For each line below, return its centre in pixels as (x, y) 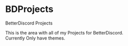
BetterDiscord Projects (29, 23)
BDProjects (29, 9)
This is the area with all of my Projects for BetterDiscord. (64, 32)
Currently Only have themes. (35, 38)
